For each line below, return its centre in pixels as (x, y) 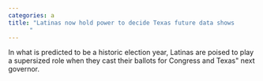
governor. (24, 69)
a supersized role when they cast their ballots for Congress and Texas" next (131, 61)
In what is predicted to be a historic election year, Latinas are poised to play (131, 53)
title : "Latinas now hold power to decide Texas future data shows (122, 23)
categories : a (32, 15)
